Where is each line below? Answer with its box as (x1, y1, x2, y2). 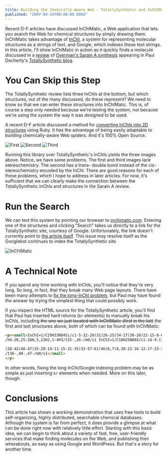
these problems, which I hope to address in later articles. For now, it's (5, 173, 148, 179)
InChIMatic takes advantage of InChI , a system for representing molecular (5, 36, 157, 42)
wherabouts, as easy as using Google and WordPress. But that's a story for (5, 441, 159, 447)
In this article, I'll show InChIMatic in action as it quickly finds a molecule (5, 47, 153, 53)
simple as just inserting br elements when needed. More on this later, (5, 370, 147, 376)
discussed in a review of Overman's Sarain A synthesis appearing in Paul (5, 52, 155, 58)
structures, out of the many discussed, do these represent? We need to (5, 96, 151, 102)
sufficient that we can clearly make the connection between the (5, 178, 136, 184)
